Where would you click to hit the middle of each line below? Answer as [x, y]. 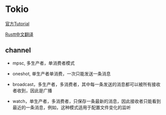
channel [18, 50]
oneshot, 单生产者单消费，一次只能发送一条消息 [61, 73]
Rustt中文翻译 [19, 34]
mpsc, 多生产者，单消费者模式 [43, 63]
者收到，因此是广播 [32, 90]
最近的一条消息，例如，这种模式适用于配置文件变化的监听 [71, 107]
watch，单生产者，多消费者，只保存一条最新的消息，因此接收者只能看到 [86, 101]
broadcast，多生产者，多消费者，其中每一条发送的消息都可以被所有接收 [86, 84]
